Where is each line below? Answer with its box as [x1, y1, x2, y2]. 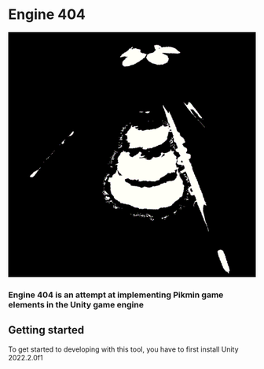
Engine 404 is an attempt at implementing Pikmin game [8, 289, 224, 300]
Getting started [8, 323, 85, 337]
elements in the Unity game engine [8, 300, 144, 311]
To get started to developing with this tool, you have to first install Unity [8, 345, 239, 354]
